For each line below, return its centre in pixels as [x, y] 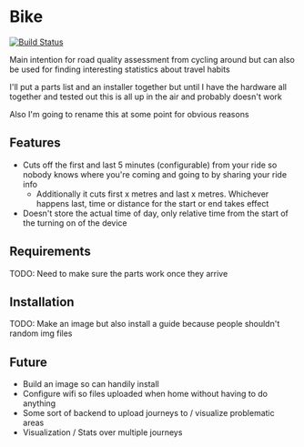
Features [35, 143]
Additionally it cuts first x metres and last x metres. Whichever [152, 194]
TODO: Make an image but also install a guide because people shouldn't [145, 324]
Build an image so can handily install [91, 384]
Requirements [50, 252]
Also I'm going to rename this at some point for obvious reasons [129, 114]
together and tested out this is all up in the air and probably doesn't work [146, 97]
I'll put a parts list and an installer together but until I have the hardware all [148, 86]
